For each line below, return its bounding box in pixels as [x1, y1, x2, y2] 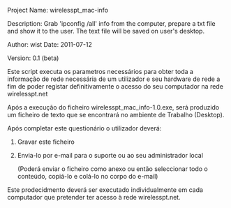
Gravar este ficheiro [17, 138, 75, 146]
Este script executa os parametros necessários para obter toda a [7, 68, 194, 75]
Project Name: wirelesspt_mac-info [7, 6, 109, 14]
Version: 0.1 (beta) [7, 54, 59, 62]
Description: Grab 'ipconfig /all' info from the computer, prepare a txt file [7, 20, 216, 27]
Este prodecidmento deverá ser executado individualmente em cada [7, 186, 204, 194]
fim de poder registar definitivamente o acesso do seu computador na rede [7, 82, 223, 90]
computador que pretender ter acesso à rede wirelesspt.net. [7, 193, 181, 201]
